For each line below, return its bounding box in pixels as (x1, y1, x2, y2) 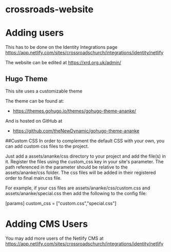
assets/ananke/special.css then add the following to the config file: (5, 190, 147, 196)
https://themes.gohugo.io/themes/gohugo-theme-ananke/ (12, 108, 137, 114)
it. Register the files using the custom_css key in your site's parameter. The (5, 158, 164, 165)
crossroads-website (5, 4, 94, 15)
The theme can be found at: (5, 98, 64, 104)
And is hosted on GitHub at (5, 118, 63, 124)
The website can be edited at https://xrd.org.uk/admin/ (5, 60, 122, 66)
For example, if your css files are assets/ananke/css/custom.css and (5, 185, 150, 191)
